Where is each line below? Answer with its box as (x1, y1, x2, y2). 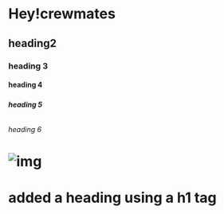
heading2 (8, 37, 57, 50)
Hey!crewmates (8, 5, 116, 23)
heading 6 (8, 125, 42, 134)
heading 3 (8, 60, 49, 72)
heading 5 (8, 100, 43, 110)
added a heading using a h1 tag (8, 189, 217, 207)
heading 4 (8, 80, 43, 90)
